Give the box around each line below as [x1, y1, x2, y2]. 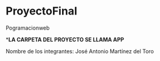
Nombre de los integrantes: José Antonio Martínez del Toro [5, 47, 155, 55]
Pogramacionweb [5, 24, 50, 31]
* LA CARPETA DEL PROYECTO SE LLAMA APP [5, 36, 124, 43]
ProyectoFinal [5, 4, 77, 18]
